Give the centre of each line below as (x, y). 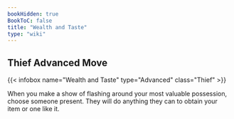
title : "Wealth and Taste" (47, 27)
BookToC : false (30, 21)
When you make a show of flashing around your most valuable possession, (117, 94)
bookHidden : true (33, 14)
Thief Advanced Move (58, 62)
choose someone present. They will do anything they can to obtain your (113, 101)
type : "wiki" (27, 34)
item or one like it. (33, 109)
